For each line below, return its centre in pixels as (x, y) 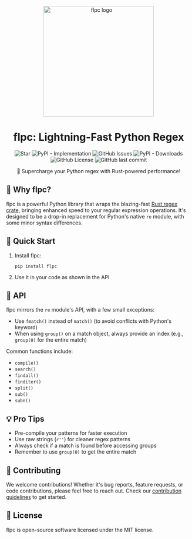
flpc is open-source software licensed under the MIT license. (80, 530)
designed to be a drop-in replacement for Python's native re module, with (95, 216)
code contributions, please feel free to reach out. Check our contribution (94, 491)
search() (25, 370)
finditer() (28, 382)
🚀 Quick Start (31, 241)
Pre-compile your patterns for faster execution (71, 433)
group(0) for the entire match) (50, 340)
